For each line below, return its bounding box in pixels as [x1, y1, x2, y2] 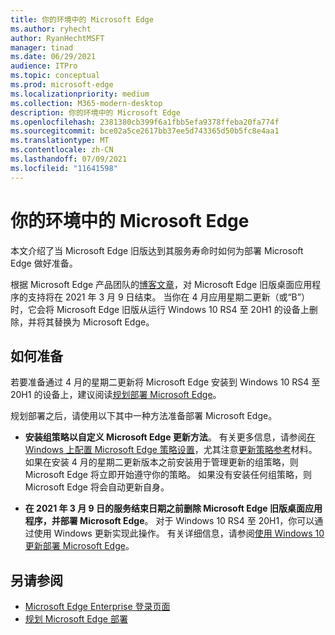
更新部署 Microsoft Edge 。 [24, 540, 135, 552]
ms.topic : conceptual [10, 71, 101, 81]
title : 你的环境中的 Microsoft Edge [10, 14, 154, 25]
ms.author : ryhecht [10, 24, 92, 34]
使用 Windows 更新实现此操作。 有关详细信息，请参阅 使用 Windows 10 [33, 527, 325, 540]
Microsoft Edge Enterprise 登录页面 [24, 601, 171, 613]
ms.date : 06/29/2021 [10, 52, 97, 62]
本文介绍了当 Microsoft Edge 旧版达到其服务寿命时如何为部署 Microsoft [10, 244, 304, 256]
